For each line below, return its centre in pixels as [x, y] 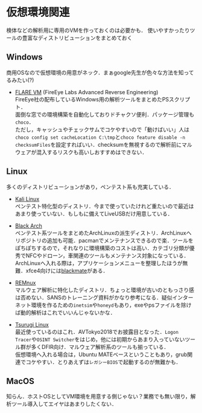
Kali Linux [27, 199]
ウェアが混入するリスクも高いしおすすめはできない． [81, 152]
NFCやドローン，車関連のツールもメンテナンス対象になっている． [107, 255]
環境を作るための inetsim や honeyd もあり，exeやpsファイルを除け [111, 305]
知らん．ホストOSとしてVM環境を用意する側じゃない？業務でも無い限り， [99, 397]
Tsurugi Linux [32, 324]
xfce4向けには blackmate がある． [67, 271]
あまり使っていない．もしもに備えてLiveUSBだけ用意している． [94, 213]
